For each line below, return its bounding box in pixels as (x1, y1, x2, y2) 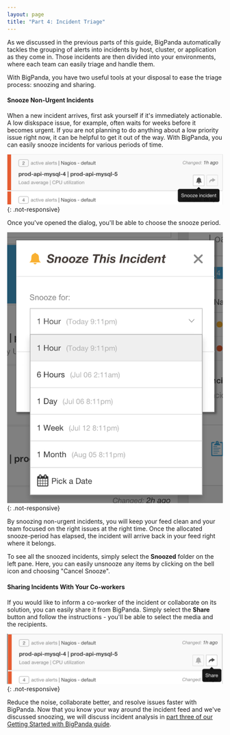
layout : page (7, 11, 44, 18)
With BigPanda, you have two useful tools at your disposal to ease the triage (7, 73, 222, 82)
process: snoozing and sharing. (7, 80, 96, 88)
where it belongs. (7, 539, 56, 548)
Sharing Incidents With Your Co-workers (7, 583, 125, 591)
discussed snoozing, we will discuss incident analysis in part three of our (7, 712, 214, 721)
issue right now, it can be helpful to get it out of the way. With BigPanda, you (7, 133, 222, 141)
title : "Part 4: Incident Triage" (7, 18, 106, 25)
